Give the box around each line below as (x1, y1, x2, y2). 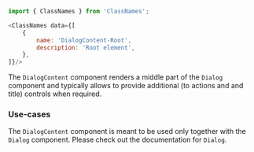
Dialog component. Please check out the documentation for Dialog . (8, 135, 227, 145)
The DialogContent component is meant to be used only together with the (8, 127, 246, 136)
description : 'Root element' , (36, 43, 135, 51)
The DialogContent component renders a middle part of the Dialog (8, 72, 223, 82)
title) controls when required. (8, 89, 102, 98)
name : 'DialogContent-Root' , (36, 36, 132, 44)
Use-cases (8, 109, 51, 120)
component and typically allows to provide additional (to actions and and (8, 81, 244, 91)
